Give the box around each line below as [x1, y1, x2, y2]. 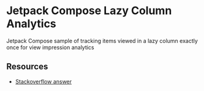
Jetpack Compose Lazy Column [6, 4, 172, 18]
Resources [6, 61, 48, 72]
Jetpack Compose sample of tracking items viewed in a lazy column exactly [6, 37, 198, 44]
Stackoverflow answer [15, 77, 72, 85]
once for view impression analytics [6, 44, 94, 51]
